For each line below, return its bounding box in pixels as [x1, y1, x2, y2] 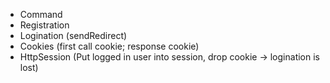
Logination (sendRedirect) [19, 30, 128, 41]
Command [19, 9, 63, 20]
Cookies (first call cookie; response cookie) [19, 40, 200, 52]
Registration [19, 19, 70, 31]
